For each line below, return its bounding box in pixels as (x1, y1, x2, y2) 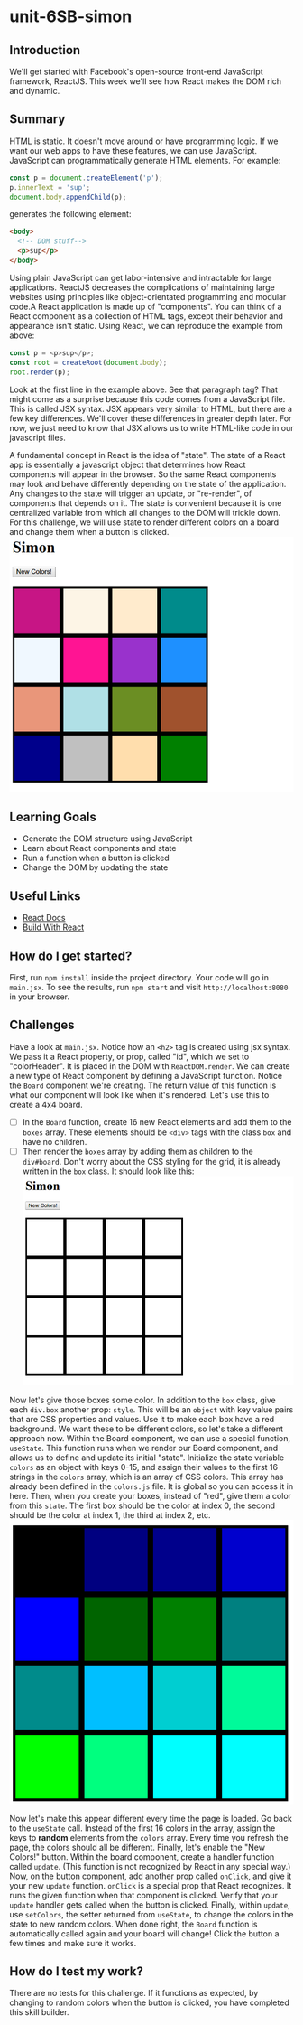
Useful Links (9, 888, 81, 904)
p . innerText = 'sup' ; (9, 183, 91, 192)
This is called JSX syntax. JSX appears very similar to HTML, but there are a (9, 403, 293, 414)
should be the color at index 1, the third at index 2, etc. (9, 1509, 211, 1520)
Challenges (9, 1017, 75, 1033)
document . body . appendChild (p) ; (9, 192, 127, 202)
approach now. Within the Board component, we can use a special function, (9, 1432, 291, 1443)
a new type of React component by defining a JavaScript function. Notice (9, 1070, 282, 1081)
